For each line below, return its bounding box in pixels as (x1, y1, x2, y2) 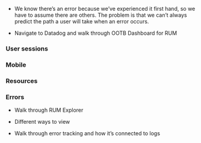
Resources (5, 76, 38, 85)
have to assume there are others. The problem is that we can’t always (14, 11, 187, 19)
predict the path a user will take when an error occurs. (14, 18, 149, 25)
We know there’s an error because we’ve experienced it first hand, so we (14, 5, 196, 12)
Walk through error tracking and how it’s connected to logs (14, 130, 161, 137)
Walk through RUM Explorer (14, 106, 84, 114)
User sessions (5, 44, 49, 53)
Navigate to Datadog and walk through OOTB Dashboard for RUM (14, 29, 178, 37)
